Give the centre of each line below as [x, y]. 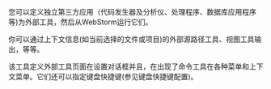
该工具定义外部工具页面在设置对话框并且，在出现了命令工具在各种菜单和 [129, 66]
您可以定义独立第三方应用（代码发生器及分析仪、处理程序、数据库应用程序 [132, 12]
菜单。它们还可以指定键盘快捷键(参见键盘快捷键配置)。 [106, 76]
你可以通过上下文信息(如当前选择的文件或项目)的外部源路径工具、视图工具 [131, 39]
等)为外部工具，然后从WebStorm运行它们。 [80, 22]
